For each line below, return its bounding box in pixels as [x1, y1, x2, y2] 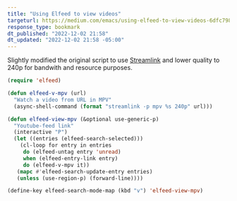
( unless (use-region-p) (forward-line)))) [16, 174, 143, 182]
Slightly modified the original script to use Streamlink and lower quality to [7, 56, 220, 64]
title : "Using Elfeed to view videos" [7, 10, 121, 18]
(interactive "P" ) [13, 128, 68, 136]
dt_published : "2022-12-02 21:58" [7, 30, 109, 37]
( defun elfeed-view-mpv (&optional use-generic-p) [7, 116, 159, 123]
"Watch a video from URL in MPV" [13, 96, 112, 103]
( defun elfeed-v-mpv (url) [7, 90, 87, 97]
